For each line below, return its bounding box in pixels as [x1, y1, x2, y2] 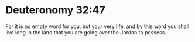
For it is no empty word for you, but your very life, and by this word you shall [5, 23, 190, 30]
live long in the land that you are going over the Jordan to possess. [5, 29, 166, 36]
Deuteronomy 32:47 [5, 3, 106, 17]
